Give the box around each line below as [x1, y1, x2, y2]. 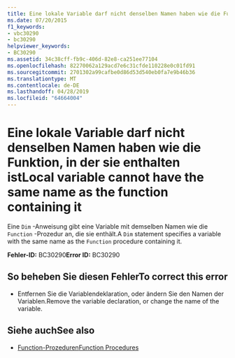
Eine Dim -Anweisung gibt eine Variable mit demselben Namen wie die [7, 222, 208, 231]
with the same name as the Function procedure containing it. [7, 237, 183, 245]
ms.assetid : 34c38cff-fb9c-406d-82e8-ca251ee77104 [7, 56, 158, 63]
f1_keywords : [7, 23, 45, 30]
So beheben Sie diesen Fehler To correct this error [7, 271, 228, 283]
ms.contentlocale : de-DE [7, 82, 80, 89]
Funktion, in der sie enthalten [7, 155, 180, 171]
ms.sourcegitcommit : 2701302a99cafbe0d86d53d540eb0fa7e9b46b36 [7, 69, 196, 76]
